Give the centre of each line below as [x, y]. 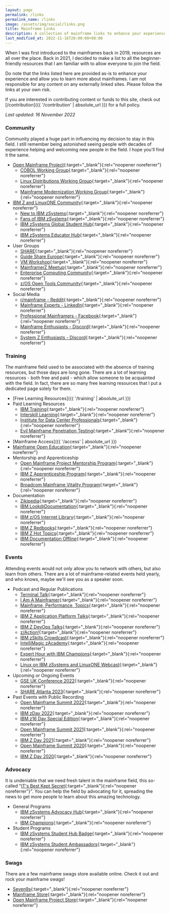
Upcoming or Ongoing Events [43, 675]
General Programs [32, 807]
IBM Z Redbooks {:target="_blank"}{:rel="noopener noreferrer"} [86, 528]
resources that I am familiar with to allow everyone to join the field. [92, 63]
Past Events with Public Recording [48, 697]
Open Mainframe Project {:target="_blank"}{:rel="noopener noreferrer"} [87, 165]
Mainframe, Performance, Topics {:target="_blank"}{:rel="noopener [90, 605]
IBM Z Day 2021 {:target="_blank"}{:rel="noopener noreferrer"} [85, 740]
